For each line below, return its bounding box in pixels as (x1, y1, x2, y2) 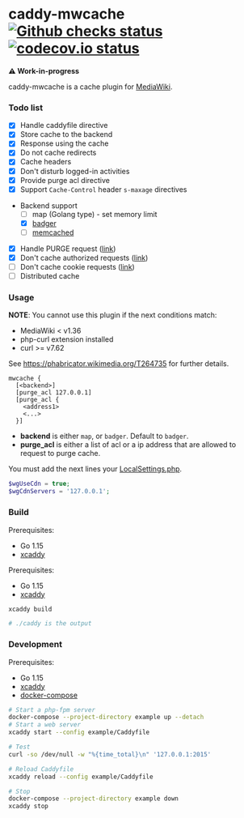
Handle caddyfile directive (19, 121, 108, 130)
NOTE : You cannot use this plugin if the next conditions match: (8, 310, 217, 320)
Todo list (8, 102, 43, 113)
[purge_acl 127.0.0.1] (15, 389, 92, 397)
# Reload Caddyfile (8, 765, 74, 773)
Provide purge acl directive (19, 175, 111, 185)
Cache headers (19, 157, 72, 167)
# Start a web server (8, 721, 82, 729)
